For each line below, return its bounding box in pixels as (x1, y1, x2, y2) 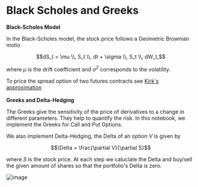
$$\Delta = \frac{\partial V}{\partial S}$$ (50, 144, 151, 151)
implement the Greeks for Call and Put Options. (6, 120, 123, 128)
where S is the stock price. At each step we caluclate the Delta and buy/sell (6, 155, 193, 162)
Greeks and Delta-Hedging (6, 96, 74, 104)
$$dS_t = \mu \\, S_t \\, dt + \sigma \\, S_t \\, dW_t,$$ (35, 53, 166, 60)
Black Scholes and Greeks (6, 4, 139, 17)
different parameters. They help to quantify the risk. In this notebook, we (6, 114, 185, 122)
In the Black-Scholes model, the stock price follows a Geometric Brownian (6, 35, 190, 42)
